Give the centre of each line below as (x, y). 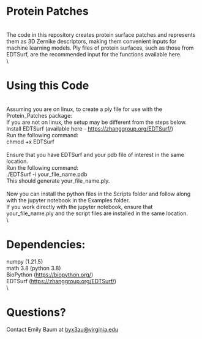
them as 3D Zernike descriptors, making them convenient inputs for (92, 41)
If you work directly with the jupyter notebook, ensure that (80, 207)
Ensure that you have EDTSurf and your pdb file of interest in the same (95, 154)
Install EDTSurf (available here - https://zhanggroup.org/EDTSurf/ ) (90, 128)
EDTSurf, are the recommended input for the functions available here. (94, 54)
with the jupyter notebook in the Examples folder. (68, 200)
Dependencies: (46, 245)
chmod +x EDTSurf (31, 142)
